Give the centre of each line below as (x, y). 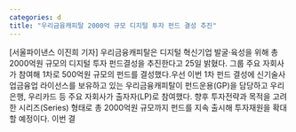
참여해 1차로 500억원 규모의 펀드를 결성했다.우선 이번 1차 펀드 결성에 (136, 74)
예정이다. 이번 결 (47, 118)
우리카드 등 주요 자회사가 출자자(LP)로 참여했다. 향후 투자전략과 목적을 (149, 96)
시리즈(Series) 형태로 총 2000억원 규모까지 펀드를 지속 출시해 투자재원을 (144, 107)
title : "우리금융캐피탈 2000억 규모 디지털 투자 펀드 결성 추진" (113, 26)
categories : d (36, 17)
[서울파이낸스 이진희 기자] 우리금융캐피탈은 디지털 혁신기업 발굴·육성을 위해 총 (144, 52)
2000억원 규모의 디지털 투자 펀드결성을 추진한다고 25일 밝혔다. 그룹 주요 (135, 63)
